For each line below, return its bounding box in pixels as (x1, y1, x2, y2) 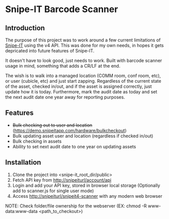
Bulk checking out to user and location (12, 122, 93, 128)
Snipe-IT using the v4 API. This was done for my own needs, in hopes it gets (5, 42, 164, 48)
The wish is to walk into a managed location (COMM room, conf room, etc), (5, 73, 161, 79)
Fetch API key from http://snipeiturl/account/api (12, 177, 112, 183)
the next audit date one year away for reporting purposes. (5, 94, 125, 100)
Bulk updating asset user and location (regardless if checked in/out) (12, 133, 153, 139)
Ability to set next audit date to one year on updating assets (12, 143, 136, 149)
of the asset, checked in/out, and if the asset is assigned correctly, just (5, 83, 152, 89)
